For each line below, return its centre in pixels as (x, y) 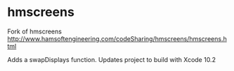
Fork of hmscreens (34, 31)
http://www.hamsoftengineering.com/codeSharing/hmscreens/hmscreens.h (117, 38)
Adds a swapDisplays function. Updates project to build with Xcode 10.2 (112, 59)
